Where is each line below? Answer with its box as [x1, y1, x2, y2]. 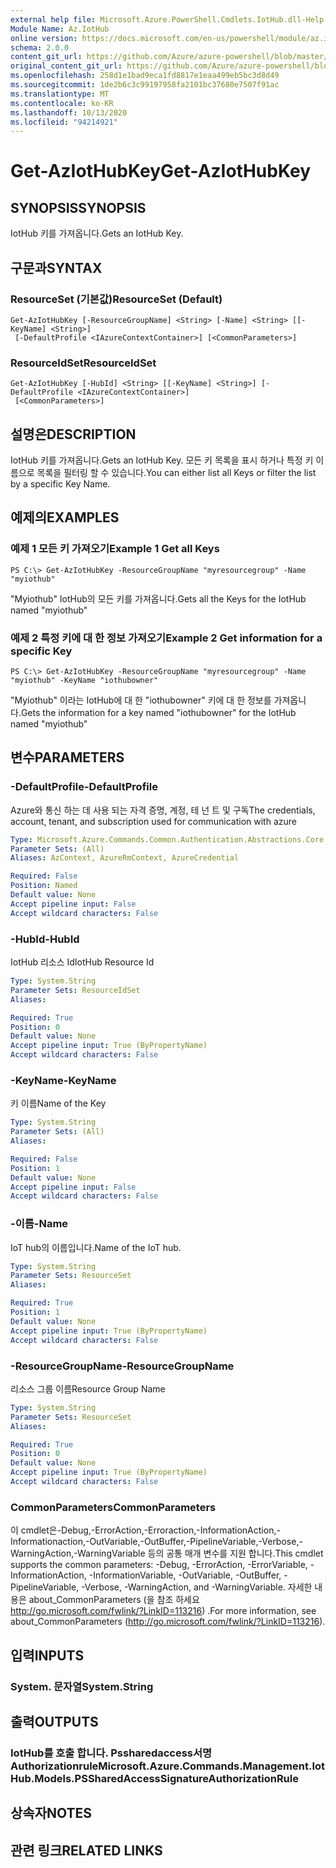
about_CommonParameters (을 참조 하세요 [28, 1594, 200, 1606]
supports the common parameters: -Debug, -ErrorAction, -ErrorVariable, [10, 1559, 308, 1571]
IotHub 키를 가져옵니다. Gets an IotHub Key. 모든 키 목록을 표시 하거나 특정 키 [10, 454, 314, 466]
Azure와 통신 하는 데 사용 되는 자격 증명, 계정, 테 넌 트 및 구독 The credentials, [10, 804, 316, 816]
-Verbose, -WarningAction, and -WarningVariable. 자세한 [81, 1581, 313, 1593]
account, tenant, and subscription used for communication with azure [10, 815, 297, 827]
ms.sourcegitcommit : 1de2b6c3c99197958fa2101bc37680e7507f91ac [10, 80, 280, 90]
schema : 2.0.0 [10, 42, 70, 53]
